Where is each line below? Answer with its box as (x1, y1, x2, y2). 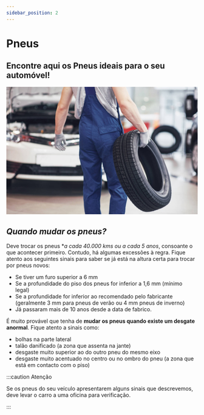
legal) (15, 286, 30, 294)
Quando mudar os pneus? (6, 226, 107, 237)
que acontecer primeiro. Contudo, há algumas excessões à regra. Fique (6, 249, 186, 256)
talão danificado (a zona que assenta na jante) (15, 342, 131, 349)
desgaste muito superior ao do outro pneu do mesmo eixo (15, 349, 161, 356)
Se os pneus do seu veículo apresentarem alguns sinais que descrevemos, (6, 385, 193, 393)
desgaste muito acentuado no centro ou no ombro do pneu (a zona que (15, 355, 194, 362)
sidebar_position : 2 (6, 10, 59, 16)
